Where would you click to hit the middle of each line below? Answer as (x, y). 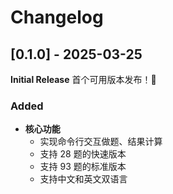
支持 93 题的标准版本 (83, 167)
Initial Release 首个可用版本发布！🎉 (83, 79)
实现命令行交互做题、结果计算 (101, 142)
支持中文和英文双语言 (83, 179)
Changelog (57, 17)
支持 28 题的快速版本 (83, 154)
